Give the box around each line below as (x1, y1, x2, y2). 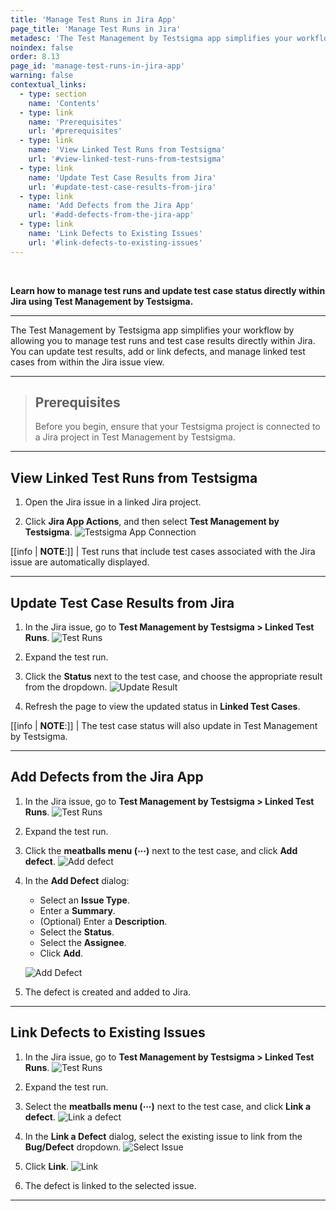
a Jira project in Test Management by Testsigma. (34, 431, 236, 443)
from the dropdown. (24, 681, 108, 693)
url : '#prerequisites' (28, 126, 123, 136)
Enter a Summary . (39, 904, 116, 916)
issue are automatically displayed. (10, 556, 150, 568)
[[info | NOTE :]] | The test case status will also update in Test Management (10, 720, 318, 732)
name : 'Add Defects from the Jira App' (28, 201, 195, 211)
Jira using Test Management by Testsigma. (10, 295, 194, 307)
